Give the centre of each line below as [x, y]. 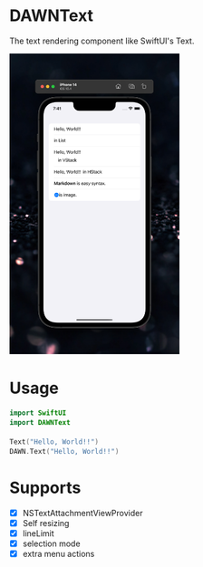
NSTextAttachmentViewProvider [82, 513]
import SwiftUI [38, 413]
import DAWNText [40, 423]
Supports [45, 488]
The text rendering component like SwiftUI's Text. [102, 41]
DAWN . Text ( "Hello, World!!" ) [64, 451]
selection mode [51, 543]
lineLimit [38, 533]
